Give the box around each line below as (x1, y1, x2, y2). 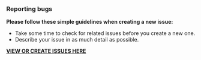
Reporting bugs (6, 5, 53, 13)
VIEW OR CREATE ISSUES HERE (6, 48, 86, 55)
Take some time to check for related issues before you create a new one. (14, 30, 196, 37)
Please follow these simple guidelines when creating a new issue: (6, 18, 173, 26)
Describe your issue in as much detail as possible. (14, 36, 139, 43)
